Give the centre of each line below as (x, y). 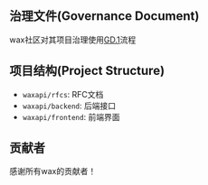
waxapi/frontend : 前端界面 (71, 116)
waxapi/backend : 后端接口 (69, 106)
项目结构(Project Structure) (87, 71)
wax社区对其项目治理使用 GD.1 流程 (73, 40)
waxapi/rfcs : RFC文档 (63, 94)
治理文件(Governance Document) (104, 16)
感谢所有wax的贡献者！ (53, 171)
